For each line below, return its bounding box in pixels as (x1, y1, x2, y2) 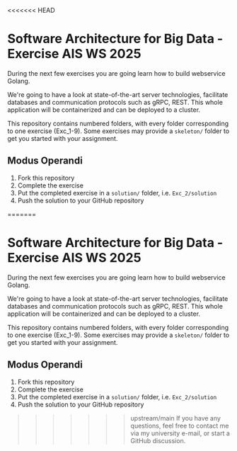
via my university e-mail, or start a (130, 428, 230, 438)
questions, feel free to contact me (130, 421, 229, 430)
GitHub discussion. (130, 436, 186, 445)
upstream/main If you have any (130, 413, 221, 422)
